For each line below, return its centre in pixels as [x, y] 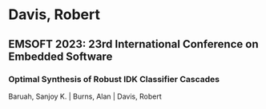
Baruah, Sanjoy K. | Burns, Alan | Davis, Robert [85, 96]
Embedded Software [60, 56]
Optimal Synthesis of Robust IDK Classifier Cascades [114, 79]
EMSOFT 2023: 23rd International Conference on [133, 44]
